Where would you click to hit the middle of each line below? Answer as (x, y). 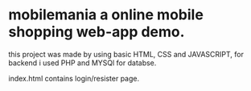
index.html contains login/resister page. (74, 78)
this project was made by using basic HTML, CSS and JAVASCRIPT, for (126, 54)
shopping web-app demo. (97, 32)
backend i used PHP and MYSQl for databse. (82, 63)
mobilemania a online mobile (106, 15)
